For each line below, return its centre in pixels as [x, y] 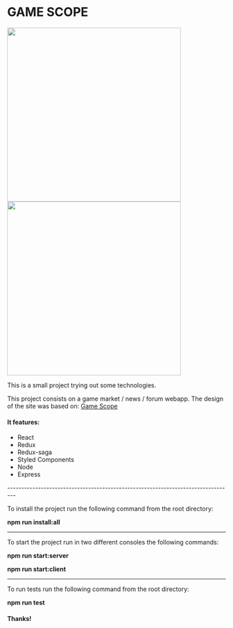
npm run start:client [37, 569]
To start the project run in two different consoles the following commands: [113, 542]
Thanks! [19, 618]
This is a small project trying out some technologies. [82, 385]
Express [29, 474]
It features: [24, 422]
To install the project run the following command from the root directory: [110, 509]
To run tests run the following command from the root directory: [98, 589]
